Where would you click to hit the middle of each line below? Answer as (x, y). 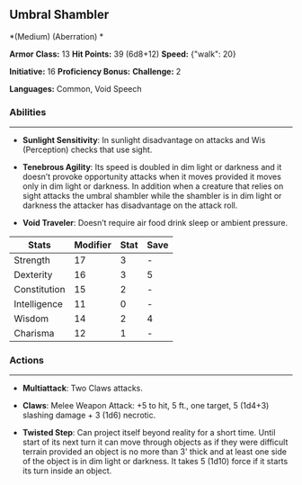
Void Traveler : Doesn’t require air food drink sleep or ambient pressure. (155, 223)
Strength (32, 260)
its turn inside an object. (67, 471)
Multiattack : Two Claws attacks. (83, 388)
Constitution (40, 290)
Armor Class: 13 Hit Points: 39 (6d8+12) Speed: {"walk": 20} (123, 54)
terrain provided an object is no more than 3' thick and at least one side (155, 452)
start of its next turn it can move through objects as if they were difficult (155, 442)
